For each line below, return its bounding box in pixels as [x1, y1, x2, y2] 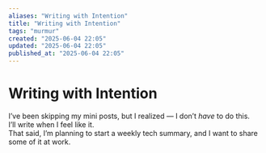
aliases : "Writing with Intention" [8, 11, 129, 20]
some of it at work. [8, 137, 71, 147]
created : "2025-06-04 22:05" [8, 34, 107, 43]
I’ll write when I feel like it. [8, 119, 95, 130]
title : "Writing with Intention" [8, 19, 121, 28]
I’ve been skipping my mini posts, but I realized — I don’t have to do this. [8, 111, 251, 121]
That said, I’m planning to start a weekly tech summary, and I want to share [8, 128, 259, 138]
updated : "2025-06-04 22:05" [8, 42, 107, 50]
